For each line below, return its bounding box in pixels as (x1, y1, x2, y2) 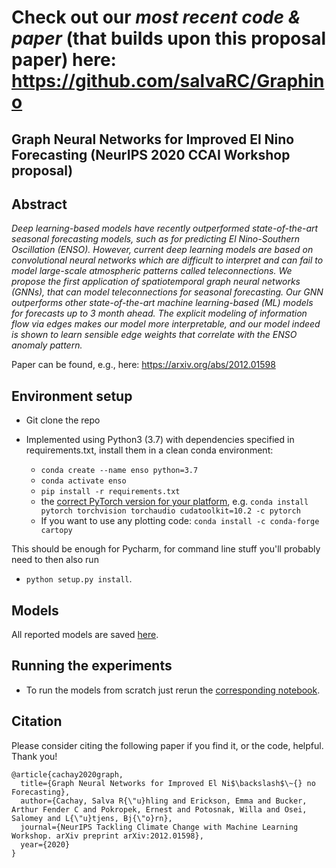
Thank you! (11, 750, 58, 762)
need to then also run (11, 554, 99, 566)
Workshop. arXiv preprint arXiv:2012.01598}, (11, 831, 204, 841)
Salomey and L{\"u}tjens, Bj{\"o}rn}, (11, 813, 173, 823)
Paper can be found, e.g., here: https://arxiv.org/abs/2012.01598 (11, 359, 276, 371)
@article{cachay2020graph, (11, 769, 124, 780)
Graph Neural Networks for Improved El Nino (11, 131, 295, 148)
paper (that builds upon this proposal (11, 27, 327, 50)
